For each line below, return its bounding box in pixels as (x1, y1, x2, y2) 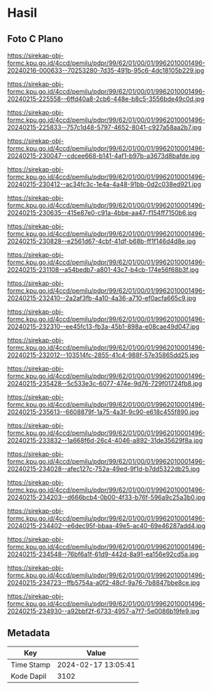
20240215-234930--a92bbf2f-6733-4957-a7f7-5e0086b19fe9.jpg (7, 607, 200, 615)
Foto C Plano (7, 33, 64, 45)
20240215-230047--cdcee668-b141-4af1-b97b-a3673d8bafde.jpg (7, 152, 200, 160)
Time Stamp (10, 660, 51, 670)
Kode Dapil (10, 671, 47, 681)
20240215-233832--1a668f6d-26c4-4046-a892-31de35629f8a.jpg (7, 436, 203, 444)
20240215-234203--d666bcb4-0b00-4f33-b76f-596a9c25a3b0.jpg (7, 493, 206, 502)
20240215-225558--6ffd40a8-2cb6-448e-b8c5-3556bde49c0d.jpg (7, 95, 205, 103)
